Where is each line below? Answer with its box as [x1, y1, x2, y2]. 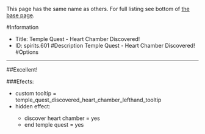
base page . [6, 12, 35, 19]
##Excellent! [6, 66, 38, 73]
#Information [6, 24, 39, 31]
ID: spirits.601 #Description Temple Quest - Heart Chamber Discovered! [15, 42, 195, 49]
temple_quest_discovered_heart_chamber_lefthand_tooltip [15, 96, 162, 103]
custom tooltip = [15, 90, 57, 97]
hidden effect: [15, 103, 51, 110]
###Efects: [6, 78, 34, 85]
